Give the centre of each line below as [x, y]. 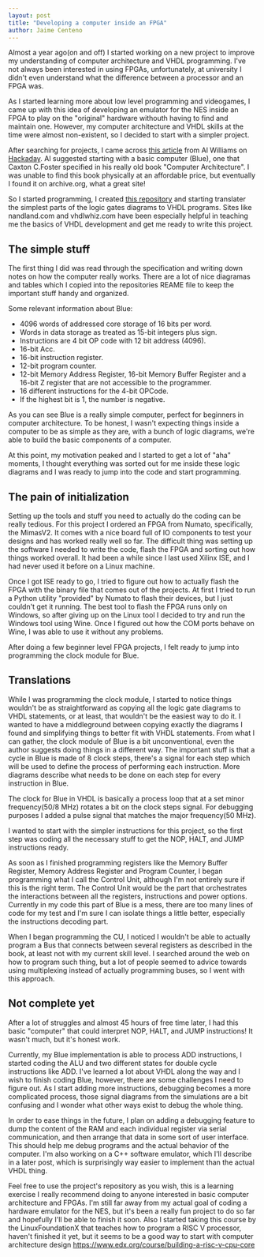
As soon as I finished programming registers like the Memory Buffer [118, 862]
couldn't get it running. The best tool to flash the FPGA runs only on [118, 606]
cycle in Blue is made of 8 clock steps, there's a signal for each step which [129, 758]
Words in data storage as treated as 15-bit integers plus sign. [118, 332]
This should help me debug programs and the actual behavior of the [119, 1145]
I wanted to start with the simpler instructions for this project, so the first [125, 831]
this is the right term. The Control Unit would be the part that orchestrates [128, 887]
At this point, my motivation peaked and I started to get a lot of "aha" [119, 456]
